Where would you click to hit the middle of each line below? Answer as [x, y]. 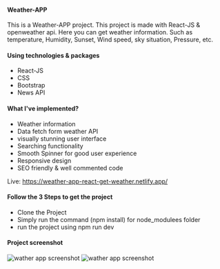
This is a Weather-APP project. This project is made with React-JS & [104, 25]
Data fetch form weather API [58, 131]
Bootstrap [31, 86]
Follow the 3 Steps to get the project [60, 197]
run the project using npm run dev [66, 227]
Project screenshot [35, 243]
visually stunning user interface [62, 139]
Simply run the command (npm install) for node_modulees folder [109, 219]
